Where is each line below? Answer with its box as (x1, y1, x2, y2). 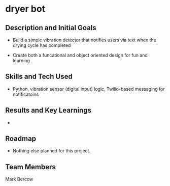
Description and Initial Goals (5, 23, 96, 32)
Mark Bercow (5, 176, 33, 182)
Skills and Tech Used (5, 72, 73, 81)
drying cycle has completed (12, 42, 71, 48)
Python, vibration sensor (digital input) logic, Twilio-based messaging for (12, 86, 165, 92)
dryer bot (5, 3, 46, 15)
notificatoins (12, 91, 39, 97)
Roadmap (5, 135, 37, 143)
